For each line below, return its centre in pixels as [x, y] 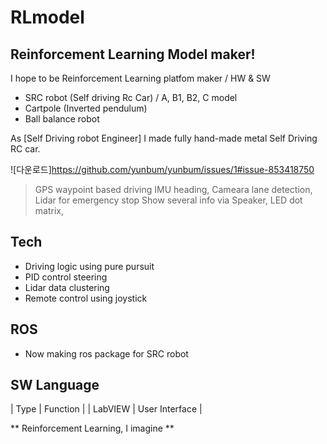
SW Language [55, 385]
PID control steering [66, 277]
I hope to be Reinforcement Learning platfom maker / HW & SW [140, 78]
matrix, [49, 210]
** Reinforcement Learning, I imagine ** [92, 428]
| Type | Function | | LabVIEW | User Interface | [106, 409]
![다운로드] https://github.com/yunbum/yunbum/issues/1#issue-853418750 [162, 169]
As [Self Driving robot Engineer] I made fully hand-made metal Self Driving [164, 138]
